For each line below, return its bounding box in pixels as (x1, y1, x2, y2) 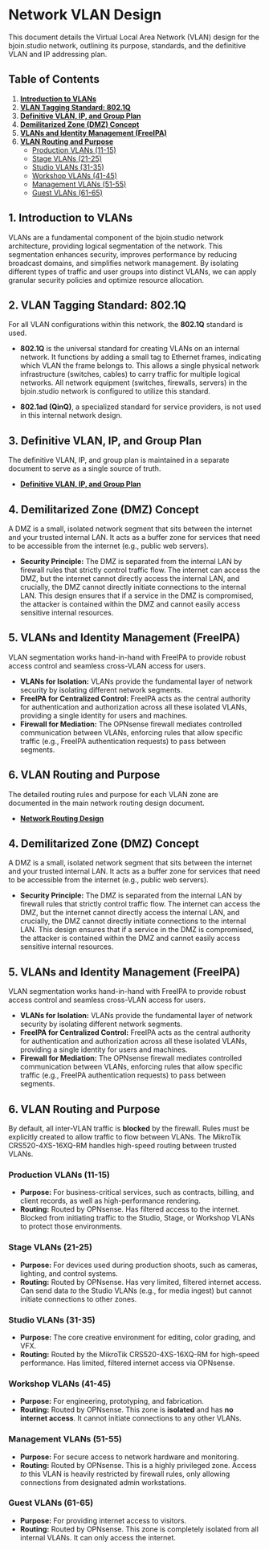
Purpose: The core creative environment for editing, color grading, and (19, 1332, 255, 1342)
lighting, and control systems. (19, 1268, 118, 1278)
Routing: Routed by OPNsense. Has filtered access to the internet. (19, 1204, 240, 1214)
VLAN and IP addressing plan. (8, 49, 108, 59)
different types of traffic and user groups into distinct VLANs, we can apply (8, 267, 257, 276)
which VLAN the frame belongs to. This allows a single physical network (19, 361, 259, 370)
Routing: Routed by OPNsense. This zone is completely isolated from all (19, 1524, 259, 1534)
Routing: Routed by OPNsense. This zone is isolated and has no (19, 1405, 234, 1415)
